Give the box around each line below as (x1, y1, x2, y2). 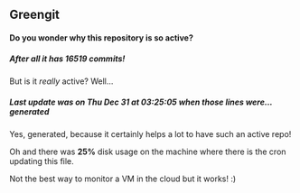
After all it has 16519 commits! (9, 53, 126, 64)
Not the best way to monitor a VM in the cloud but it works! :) (9, 173, 237, 184)
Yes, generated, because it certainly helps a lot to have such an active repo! (9, 128, 292, 139)
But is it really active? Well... (9, 76, 114, 87)
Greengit (9, 7, 61, 23)
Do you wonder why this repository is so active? (9, 32, 194, 43)
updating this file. (9, 155, 74, 166)
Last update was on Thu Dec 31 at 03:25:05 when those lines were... (9, 96, 273, 107)
